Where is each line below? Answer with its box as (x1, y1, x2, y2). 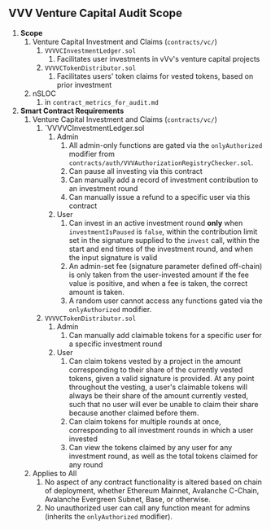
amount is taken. (68, 287, 125, 297)
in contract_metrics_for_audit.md (44, 97, 159, 106)
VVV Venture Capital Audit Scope (8, 7, 183, 20)
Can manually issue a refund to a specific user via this (68, 192, 251, 202)
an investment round (68, 183, 138, 193)
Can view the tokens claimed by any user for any (68, 442, 233, 452)
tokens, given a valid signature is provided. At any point (68, 373, 255, 383)
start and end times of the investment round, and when (68, 244, 254, 254)
